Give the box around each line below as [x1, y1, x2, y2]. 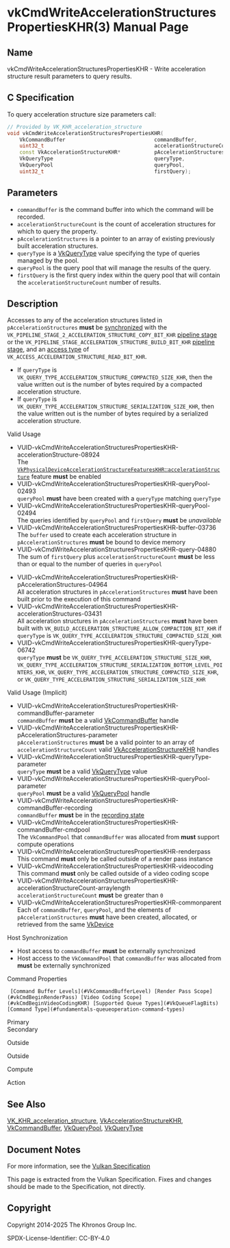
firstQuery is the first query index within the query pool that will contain [16, 271, 220, 279]
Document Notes [7, 1144, 81, 1155]
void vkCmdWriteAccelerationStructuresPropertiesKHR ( [7, 130, 164, 136]
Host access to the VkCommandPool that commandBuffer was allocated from [16, 955, 221, 963]
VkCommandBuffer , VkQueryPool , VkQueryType [7, 1124, 144, 1132]
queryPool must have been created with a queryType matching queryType [16, 494, 221, 503]
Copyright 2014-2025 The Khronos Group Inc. [7, 1221, 137, 1229]
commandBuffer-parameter [16, 709, 94, 717]
